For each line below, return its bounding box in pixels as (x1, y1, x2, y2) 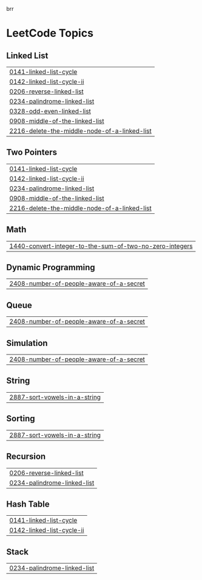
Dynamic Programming (6, 262, 95, 273)
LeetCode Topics (6, 27, 94, 40)
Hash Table (6, 499, 50, 509)
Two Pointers (6, 147, 58, 158)
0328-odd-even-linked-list (9, 107, 91, 115)
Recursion (6, 452, 46, 462)
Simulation (6, 338, 48, 348)
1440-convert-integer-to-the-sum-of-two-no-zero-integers (9, 242, 193, 250)
